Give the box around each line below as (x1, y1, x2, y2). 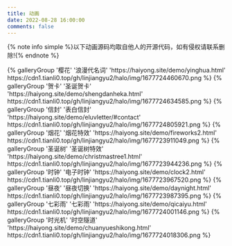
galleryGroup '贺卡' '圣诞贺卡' (7, 82, 92, 91)
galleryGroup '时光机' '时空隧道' (7, 216, 98, 225)
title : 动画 (7, 10, 39, 17)
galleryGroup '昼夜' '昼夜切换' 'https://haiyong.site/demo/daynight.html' (7, 184, 212, 192)
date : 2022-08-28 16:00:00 (7, 17, 85, 23)
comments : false (7, 23, 54, 30)
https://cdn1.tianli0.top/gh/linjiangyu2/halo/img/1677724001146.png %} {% (7, 208, 220, 216)
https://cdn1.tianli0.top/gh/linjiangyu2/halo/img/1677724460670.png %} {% (7, 74, 223, 82)
